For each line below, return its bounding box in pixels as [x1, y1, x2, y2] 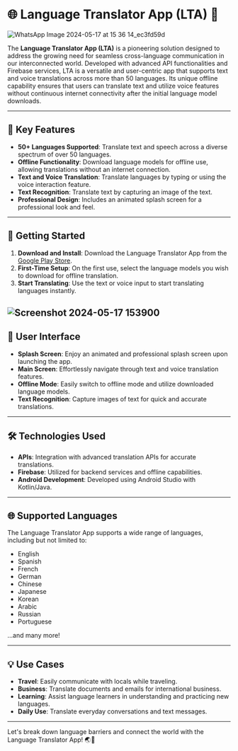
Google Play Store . [17, 256, 72, 265]
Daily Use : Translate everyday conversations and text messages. [17, 707, 208, 716]
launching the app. [17, 357, 73, 365]
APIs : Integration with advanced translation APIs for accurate [17, 452, 196, 461]
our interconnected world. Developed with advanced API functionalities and [7, 59, 228, 67]
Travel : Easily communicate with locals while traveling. [17, 677, 178, 686]
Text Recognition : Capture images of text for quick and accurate [17, 394, 207, 403]
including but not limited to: [7, 536, 87, 544]
